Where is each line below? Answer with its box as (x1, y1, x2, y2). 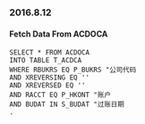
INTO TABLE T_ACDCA (9, 56, 82, 65)
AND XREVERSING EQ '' (9, 73, 90, 82)
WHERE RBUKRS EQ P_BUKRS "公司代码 (9, 65, 137, 75)
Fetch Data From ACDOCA (9, 29, 108, 39)
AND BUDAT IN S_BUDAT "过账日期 (9, 100, 125, 109)
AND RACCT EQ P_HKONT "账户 (9, 91, 112, 100)
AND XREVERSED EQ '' (9, 81, 87, 90)
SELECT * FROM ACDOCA (9, 48, 90, 57)
